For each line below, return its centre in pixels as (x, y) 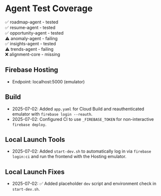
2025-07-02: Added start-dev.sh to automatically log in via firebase (81, 151)
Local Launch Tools (35, 139)
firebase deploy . (29, 124)
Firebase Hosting (32, 70)
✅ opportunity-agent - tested (34, 33)
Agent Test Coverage (49, 9)
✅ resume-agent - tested (30, 27)
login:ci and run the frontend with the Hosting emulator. (69, 157)
